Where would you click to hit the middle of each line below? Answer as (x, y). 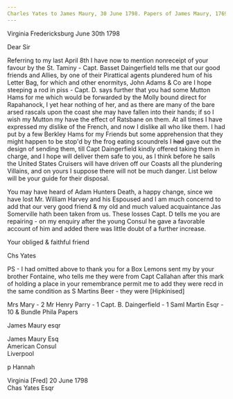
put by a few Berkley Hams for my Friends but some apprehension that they (115, 134)
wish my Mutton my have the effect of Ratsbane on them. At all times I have (115, 119)
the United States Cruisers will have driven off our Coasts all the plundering (115, 163)
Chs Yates (22, 255)
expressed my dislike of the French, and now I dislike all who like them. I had (116, 126)
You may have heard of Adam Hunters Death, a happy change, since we (110, 192)
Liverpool (21, 353)
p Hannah (21, 367)
